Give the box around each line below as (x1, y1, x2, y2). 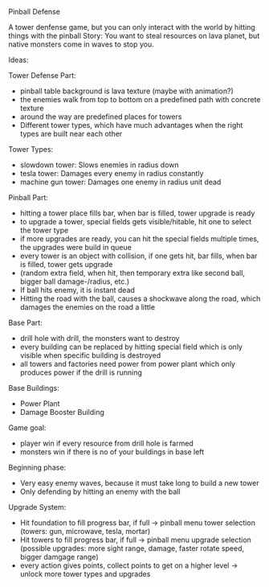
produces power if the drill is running (19, 367, 143, 377)
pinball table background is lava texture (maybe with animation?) (19, 86, 234, 96)
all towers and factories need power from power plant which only (19, 359, 235, 368)
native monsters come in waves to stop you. (8, 39, 154, 49)
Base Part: (8, 318, 43, 327)
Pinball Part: (8, 193, 48, 202)
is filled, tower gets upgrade (19, 260, 113, 269)
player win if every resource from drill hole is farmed (19, 438, 194, 448)
